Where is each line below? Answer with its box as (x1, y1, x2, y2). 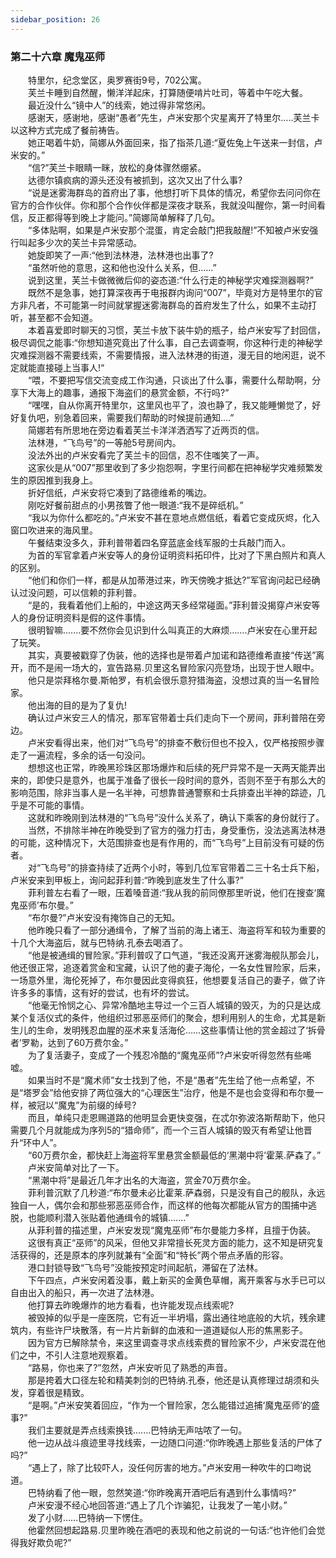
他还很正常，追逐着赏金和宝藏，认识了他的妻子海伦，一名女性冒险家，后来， (10, 961, 326, 973)
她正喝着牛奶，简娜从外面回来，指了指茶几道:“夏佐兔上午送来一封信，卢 (27, 136, 323, 148)
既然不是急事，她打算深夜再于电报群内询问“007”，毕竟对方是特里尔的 (27, 286, 315, 298)
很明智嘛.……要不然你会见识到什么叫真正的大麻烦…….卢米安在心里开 (27, 624, 309, 636)
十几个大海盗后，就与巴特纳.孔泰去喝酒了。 (10, 936, 189, 948)
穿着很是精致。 (27, 1386, 90, 1398)
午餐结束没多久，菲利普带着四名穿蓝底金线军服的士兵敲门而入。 (27, 536, 291, 548)
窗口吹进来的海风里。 (10, 524, 98, 536)
